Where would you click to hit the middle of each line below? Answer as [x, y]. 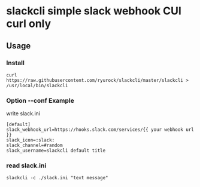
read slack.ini [26, 165]
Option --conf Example [40, 100]
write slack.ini [23, 114]
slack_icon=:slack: [31, 140]
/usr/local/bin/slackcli [37, 85]
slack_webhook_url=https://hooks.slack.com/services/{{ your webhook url [100, 130]
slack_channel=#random [34, 145]
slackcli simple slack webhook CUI [94, 11]
